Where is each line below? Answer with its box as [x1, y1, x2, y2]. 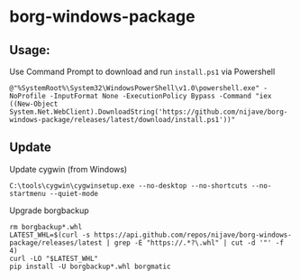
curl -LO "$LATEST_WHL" [9, 254, 99, 263]
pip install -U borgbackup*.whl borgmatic [9, 262, 171, 271]
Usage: [9, 42, 51, 58]
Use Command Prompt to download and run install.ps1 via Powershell [9, 66, 276, 77]
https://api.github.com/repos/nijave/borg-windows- [94, 230, 293, 239]
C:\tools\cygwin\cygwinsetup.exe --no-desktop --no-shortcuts [9, 181, 248, 191]
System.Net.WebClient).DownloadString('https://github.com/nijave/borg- [9, 107, 288, 117]
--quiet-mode [49, 189, 99, 198]
